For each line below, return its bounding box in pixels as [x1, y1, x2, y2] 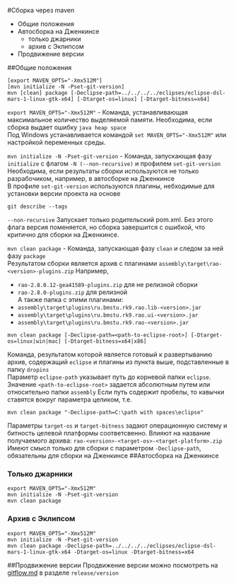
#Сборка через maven [7, 6, 75, 14]
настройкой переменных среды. [7, 138, 106, 146]
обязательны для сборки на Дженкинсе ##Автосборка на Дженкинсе [7, 452, 219, 460]
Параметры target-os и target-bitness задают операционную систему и [7, 421, 228, 430]
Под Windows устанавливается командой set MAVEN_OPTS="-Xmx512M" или [7, 131, 227, 139]
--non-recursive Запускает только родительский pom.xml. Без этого [7, 216, 213, 223]
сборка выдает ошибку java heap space [7, 123, 127, 132]
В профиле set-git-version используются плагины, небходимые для [7, 182, 215, 190]
